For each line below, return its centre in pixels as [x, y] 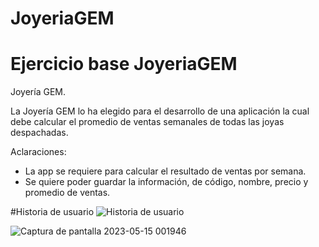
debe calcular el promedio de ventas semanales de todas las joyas [147, 122]
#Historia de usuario [52, 212]
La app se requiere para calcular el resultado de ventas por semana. [165, 171]
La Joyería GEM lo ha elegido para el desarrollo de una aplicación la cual [160, 111]
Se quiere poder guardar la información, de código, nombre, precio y [166, 182]
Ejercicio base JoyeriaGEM [124, 64]
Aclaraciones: [38, 152]
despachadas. [39, 133]
